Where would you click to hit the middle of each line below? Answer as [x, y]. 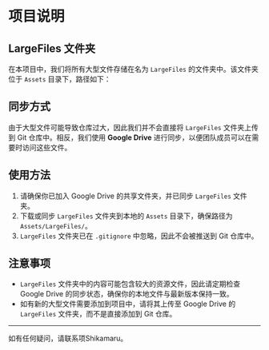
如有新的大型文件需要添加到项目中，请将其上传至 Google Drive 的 [128, 304]
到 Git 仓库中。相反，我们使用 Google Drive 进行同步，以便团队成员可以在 [130, 137]
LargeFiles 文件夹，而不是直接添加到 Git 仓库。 [98, 314]
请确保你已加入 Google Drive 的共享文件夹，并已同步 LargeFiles [126, 196]
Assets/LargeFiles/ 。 [56, 225]
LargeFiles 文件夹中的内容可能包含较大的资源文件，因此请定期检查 [130, 284]
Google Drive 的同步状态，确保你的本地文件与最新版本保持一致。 [126, 294]
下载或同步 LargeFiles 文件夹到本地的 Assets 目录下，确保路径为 [126, 216]
